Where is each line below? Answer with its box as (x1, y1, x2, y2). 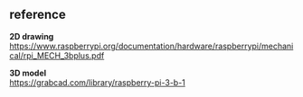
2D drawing (9, 31, 54, 41)
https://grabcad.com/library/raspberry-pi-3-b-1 (9, 76, 185, 88)
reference (9, 7, 66, 22)
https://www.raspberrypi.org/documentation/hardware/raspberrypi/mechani (9, 40, 294, 51)
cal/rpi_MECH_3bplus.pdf (9, 49, 105, 61)
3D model (9, 67, 47, 78)
